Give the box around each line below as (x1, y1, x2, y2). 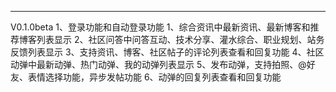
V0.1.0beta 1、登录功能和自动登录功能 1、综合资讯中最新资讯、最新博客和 (10, 21, 311, 33)
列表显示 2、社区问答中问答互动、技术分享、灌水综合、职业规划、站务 (36, 34, 325, 45)
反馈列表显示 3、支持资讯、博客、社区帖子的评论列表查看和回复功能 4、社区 (10, 46, 325, 58)
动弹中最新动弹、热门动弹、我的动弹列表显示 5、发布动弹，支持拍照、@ (10, 59, 307, 70)
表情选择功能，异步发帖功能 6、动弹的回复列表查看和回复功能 (27, 71, 282, 83)
